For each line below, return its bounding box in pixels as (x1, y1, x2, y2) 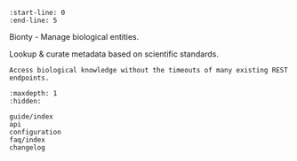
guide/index (9, 112, 53, 121)
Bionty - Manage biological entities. (9, 32, 140, 42)
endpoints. (9, 73, 50, 82)
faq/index (9, 135, 46, 144)
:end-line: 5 (9, 16, 58, 25)
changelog (9, 143, 46, 152)
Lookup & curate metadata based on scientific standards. (9, 49, 220, 59)
